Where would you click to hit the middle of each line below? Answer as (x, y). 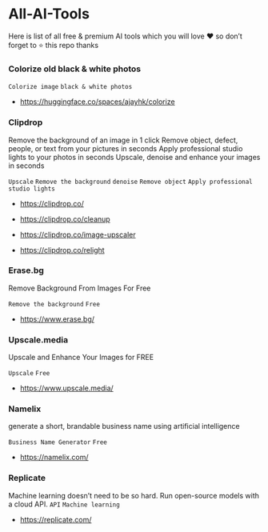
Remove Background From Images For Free (80, 288)
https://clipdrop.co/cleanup (65, 219)
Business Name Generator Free (58, 442)
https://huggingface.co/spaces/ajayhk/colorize (97, 102)
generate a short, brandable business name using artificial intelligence (124, 426)
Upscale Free (29, 374)
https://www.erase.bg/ (57, 319)
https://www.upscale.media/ (66, 388)
